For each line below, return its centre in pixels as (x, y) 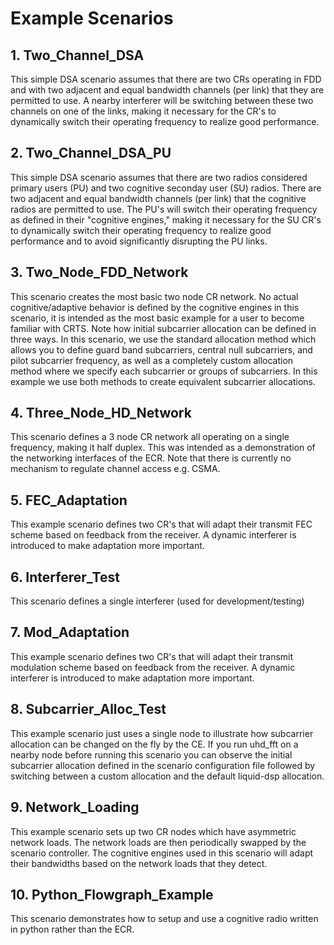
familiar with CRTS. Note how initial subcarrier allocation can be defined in (163, 328)
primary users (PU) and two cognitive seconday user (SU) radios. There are (166, 188)
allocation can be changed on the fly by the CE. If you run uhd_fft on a (154, 744)
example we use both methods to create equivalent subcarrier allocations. (163, 381)
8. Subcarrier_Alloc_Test (88, 709)
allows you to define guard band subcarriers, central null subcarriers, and (161, 349)
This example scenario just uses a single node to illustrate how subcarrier (162, 733)
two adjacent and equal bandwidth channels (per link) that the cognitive (158, 198)
